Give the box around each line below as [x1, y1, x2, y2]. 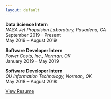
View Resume [5, 88, 34, 94]
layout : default [5, 7, 40, 13]
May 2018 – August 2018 [5, 78, 57, 84]
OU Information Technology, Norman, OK [5, 73, 92, 79]
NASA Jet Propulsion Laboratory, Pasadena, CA [5, 26, 106, 33]
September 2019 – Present [5, 32, 61, 38]
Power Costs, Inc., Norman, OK [5, 53, 71, 59]
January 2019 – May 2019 [5, 58, 60, 64]
